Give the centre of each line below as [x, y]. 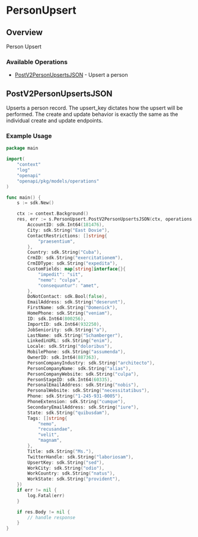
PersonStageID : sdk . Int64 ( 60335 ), [70, 379]
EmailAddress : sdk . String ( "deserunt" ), [77, 302]
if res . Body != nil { [43, 512]
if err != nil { [37, 490]
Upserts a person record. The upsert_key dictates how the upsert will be [95, 108]
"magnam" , [50, 441]
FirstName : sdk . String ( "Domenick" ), [73, 308]
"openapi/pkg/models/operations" [58, 181]
